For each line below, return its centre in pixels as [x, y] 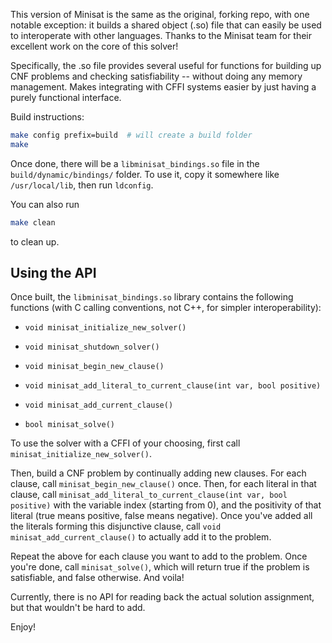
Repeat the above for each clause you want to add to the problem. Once [159, 556]
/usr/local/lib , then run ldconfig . [82, 185]
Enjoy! [23, 627]
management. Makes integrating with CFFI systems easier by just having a [163, 87]
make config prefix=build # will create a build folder [131, 135]
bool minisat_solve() [69, 425]
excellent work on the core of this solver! [94, 46]
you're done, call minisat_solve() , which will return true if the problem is [160, 567]
